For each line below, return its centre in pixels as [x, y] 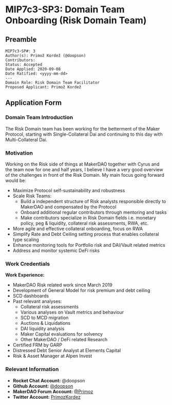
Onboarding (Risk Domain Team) [76, 20]
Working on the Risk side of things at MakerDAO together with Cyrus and [82, 164]
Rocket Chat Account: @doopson [49, 380]
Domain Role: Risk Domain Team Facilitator [53, 83]
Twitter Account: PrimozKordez [47, 397]
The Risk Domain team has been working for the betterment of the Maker [83, 128]
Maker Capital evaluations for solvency [62, 334]
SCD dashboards [31, 296]
